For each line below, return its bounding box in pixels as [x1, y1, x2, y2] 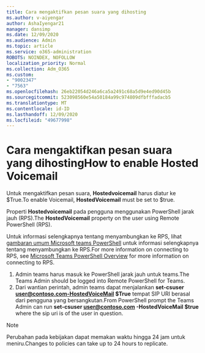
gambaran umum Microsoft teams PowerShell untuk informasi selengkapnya [6, 239, 199, 247]
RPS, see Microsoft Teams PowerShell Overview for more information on [6, 252, 189, 260]
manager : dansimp [6, 26, 51, 32]
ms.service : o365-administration [6, 49, 92, 55]
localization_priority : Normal [6, 60, 86, 66]
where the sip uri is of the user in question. [15, 310, 124, 317]
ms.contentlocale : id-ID [6, 105, 70, 112]
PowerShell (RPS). [6, 221, 52, 228]
